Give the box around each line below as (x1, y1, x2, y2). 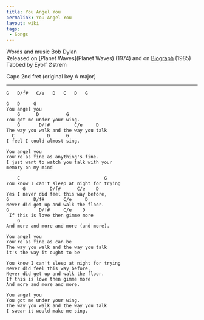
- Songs (8, 32, 29, 38)
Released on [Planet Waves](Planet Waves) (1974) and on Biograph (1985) (6, 55, 191, 62)
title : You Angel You (6, 9, 61, 15)
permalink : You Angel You (6, 15, 72, 21)
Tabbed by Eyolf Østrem (6, 61, 67, 69)
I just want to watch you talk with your (6, 159, 113, 166)
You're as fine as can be (6, 239, 72, 245)
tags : (6, 26, 20, 32)
